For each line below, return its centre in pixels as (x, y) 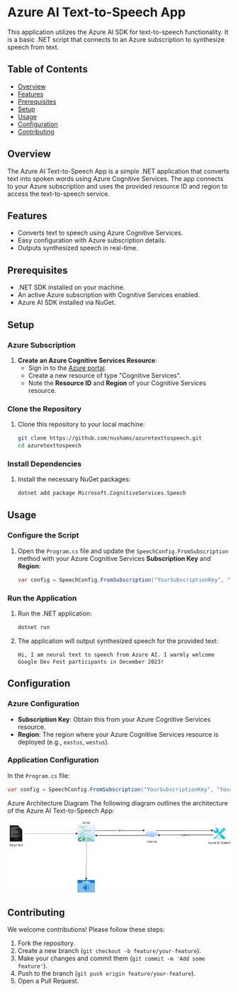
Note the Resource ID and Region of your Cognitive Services (117, 383)
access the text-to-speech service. (58, 194)
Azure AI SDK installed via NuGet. (67, 303)
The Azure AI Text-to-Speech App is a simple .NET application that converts (118, 171)
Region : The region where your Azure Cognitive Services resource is (118, 734)
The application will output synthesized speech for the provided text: (118, 641)
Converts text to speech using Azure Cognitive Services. (100, 233)
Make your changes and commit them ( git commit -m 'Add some (111, 959)
